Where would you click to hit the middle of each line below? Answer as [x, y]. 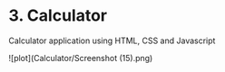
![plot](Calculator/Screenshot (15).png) [81, 58]
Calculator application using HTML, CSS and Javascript [112, 40]
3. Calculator [58, 16]
